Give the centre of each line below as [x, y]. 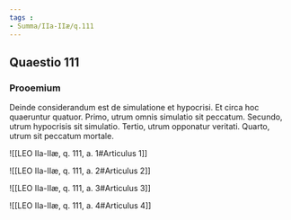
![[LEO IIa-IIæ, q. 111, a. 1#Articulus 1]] [79, 154]
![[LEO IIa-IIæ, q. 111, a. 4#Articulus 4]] [80, 206]
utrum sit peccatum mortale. [62, 136]
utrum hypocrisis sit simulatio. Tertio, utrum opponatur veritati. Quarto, [140, 127]
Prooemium [35, 88]
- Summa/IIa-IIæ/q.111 [52, 26]
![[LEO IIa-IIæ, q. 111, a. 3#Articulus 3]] [80, 189]
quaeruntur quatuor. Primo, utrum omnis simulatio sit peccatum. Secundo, [146, 117]
